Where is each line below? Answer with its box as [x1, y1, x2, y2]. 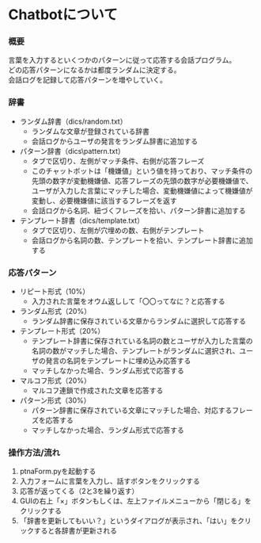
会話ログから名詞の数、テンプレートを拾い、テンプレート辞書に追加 [31, 235, 253, 245]
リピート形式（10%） [19, 287, 90, 296]
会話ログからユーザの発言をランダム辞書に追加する [31, 136, 199, 146]
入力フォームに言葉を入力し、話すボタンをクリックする [19, 476, 200, 486]
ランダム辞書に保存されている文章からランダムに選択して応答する [31, 316, 247, 326]
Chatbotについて [8, 6, 118, 24]
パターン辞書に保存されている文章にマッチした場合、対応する [31, 406, 233, 415]
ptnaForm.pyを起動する [19, 467, 96, 476]
